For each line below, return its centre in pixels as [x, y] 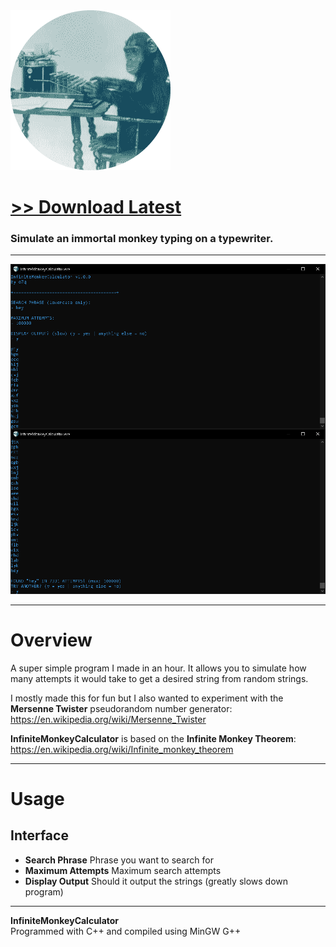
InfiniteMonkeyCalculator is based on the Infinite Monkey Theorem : [153, 738]
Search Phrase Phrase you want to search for [119, 860]
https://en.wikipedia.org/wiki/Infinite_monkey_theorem [122, 749]
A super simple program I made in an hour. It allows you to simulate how [158, 668]
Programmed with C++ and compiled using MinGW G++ [126, 931]
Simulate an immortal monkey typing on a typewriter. [142, 239]
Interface [39, 835]
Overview [51, 640]
